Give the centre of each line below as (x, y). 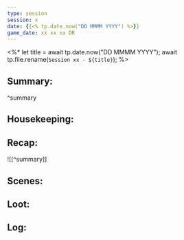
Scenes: (25, 181)
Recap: (23, 143)
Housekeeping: (41, 119)
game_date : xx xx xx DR (41, 33)
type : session (27, 13)
